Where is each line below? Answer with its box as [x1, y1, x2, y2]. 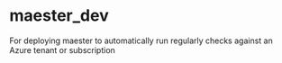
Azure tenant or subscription [9, 44, 115, 55]
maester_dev [9, 5, 110, 26]
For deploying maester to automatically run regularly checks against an [9, 35, 273, 46]
